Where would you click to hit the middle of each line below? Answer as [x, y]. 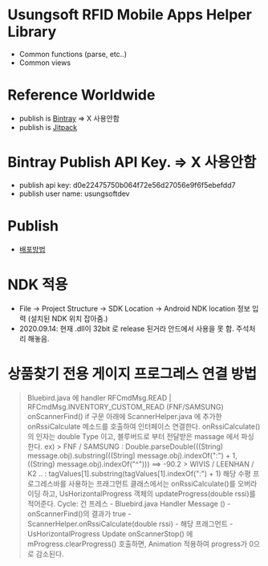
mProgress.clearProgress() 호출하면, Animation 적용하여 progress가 [137, 544]
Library [32, 32]
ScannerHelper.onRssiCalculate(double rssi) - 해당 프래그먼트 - [130, 523]
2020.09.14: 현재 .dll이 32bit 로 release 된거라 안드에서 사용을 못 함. [126, 328]
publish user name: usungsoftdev [74, 193]
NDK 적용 [38, 285]
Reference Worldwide [81, 95]
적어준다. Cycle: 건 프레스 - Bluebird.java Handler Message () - [129, 503]
